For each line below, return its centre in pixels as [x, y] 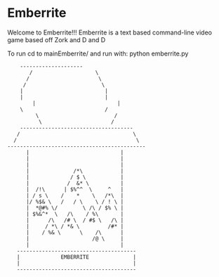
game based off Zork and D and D [57, 39]
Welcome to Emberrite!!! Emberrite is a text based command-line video [110, 32]
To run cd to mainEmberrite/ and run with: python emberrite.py [98, 53]
